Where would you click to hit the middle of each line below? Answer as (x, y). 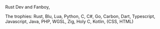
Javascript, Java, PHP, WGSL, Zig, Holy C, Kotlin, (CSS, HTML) (69, 22)
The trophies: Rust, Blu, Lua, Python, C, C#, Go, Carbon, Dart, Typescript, (80, 16)
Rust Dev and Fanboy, (28, 7)
